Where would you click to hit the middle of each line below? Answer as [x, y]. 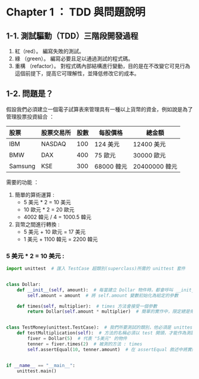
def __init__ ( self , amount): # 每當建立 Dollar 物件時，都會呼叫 [95, 290]
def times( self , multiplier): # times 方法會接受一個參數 [87, 306]
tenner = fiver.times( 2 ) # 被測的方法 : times [85, 344]
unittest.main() [37, 371]
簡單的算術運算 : [34, 195]
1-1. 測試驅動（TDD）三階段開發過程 [72, 36]
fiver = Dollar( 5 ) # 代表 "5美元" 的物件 [77, 339]
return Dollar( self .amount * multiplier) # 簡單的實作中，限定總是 [109, 311]
